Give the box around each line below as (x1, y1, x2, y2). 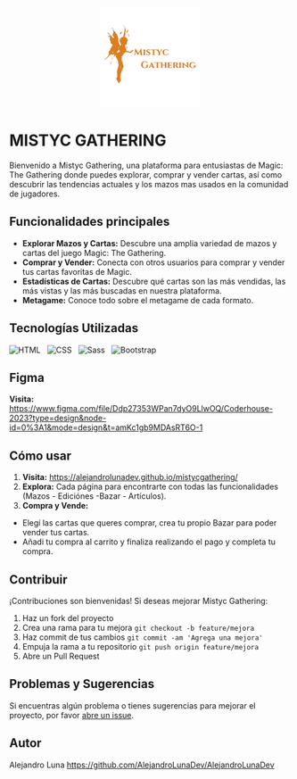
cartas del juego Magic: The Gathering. (21, 247, 167, 258)
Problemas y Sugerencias (9, 676, 154, 692)
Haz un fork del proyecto (21, 613, 114, 623)
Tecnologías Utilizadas (9, 320, 139, 336)
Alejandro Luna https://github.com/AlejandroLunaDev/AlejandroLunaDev (9, 759, 275, 770)
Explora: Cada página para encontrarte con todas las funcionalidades (21, 481, 279, 493)
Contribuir (9, 572, 69, 587)
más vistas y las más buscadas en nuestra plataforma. (21, 285, 222, 296)
